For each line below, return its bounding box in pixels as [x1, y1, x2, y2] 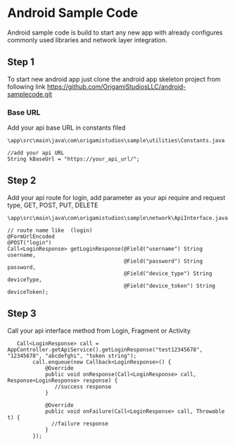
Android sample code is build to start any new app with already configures [7, 28, 223, 37]
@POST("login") [7, 239, 52, 246]
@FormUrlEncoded [7, 233, 55, 240]
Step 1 [7, 56, 35, 68]
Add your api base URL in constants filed [7, 123, 126, 132]
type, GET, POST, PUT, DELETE [7, 201, 99, 209]
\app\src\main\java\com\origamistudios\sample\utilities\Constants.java [7, 137, 225, 144]
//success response [54, 383, 112, 390]
